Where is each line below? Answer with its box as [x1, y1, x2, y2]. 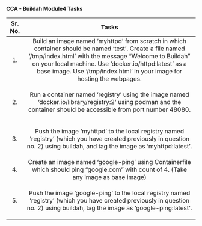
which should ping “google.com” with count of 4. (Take [32, 165, 188, 174]
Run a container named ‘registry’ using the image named [29, 90, 189, 99]
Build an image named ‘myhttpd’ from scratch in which [32, 37, 186, 45]
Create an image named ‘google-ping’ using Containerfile [28, 158, 191, 166]
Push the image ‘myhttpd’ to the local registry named [35, 127, 185, 135]
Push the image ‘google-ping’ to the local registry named [29, 189, 191, 197]
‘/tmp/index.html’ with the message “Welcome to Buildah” [28, 52, 191, 60]
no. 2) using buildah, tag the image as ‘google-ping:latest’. [26, 204, 192, 212]
